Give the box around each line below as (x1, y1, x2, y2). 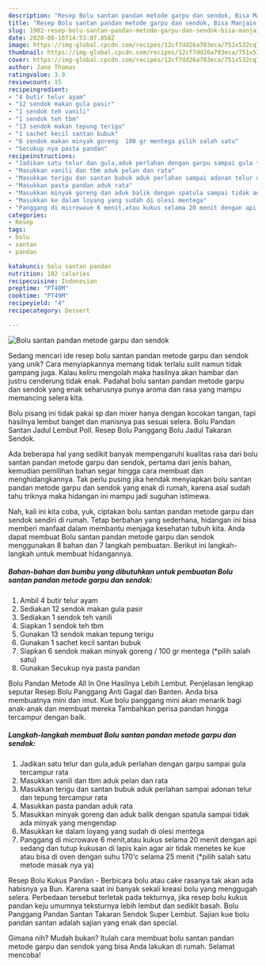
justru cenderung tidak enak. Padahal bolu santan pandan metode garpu (8, 376, 245, 385)
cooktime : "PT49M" (8, 292, 69, 300)
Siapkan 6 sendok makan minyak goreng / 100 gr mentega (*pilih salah (19, 646, 251, 655)
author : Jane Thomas (8, 64, 77, 71)
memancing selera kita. (8, 392, 85, 402)
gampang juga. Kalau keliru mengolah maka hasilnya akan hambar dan (8, 367, 238, 377)
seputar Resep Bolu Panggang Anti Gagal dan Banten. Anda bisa (8, 686, 218, 696)
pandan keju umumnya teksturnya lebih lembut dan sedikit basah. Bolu (8, 901, 239, 910)
